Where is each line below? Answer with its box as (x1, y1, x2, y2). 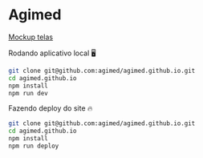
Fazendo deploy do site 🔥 (8, 103, 93, 113)
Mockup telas (8, 32, 54, 42)
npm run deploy (8, 142, 59, 150)
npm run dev (8, 89, 48, 97)
